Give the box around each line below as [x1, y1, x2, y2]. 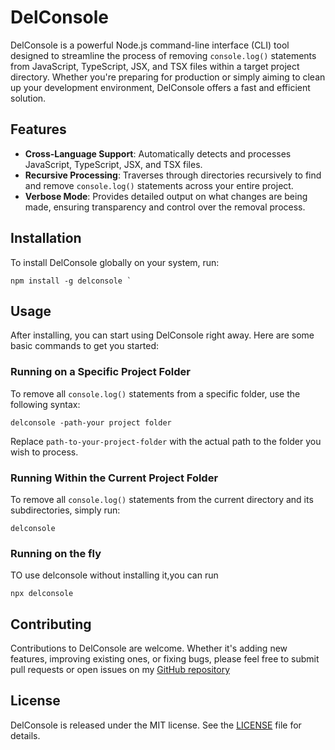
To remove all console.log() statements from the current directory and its [10, 493, 314, 505]
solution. [10, 92, 47, 104]
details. [10, 729, 41, 741]
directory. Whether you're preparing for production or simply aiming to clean [10, 71, 326, 83]
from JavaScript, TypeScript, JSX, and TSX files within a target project [10, 60, 300, 72]
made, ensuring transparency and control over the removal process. [24, 201, 306, 213]
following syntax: [10, 398, 81, 410]
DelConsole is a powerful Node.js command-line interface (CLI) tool [10, 39, 290, 51]
